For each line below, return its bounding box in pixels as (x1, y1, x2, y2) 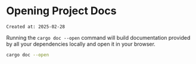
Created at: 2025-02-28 (6, 24, 66, 30)
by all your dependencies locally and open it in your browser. (6, 40, 156, 47)
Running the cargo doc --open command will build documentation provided (6, 34, 191, 41)
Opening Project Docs (6, 4, 117, 18)
